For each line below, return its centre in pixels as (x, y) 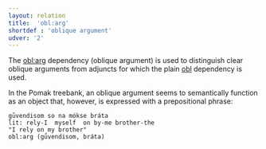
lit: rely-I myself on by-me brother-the (82, 123)
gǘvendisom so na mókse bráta (59, 116)
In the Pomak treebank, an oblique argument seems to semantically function (133, 93)
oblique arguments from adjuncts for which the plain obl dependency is (125, 69)
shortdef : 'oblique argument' (60, 30)
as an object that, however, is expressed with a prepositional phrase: (121, 101)
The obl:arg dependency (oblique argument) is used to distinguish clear (126, 61)
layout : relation (37, 16)
